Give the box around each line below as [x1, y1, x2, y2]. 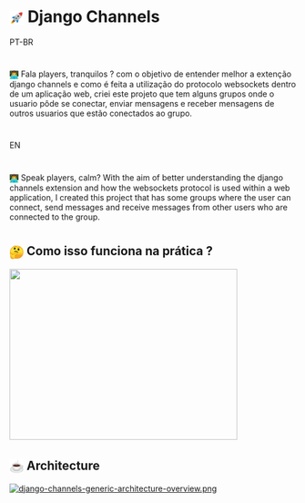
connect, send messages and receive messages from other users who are [9, 201, 289, 212]
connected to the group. [9, 211, 100, 222]
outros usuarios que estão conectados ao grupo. [9, 108, 193, 119]
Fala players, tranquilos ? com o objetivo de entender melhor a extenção [20, 68, 292, 79]
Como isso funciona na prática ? [25, 243, 213, 259]
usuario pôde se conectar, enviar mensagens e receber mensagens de [9, 98, 275, 109]
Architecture [25, 457, 100, 473]
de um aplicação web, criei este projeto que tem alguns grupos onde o [9, 88, 275, 99]
